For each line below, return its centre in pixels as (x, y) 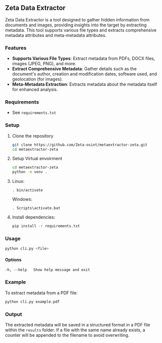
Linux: (18, 181)
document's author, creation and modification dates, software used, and (84, 74)
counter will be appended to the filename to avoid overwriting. (67, 335)
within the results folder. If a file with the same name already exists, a (75, 330)
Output (14, 314)
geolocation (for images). (37, 79)
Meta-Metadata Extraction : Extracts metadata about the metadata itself (84, 84)
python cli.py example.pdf (32, 302)
